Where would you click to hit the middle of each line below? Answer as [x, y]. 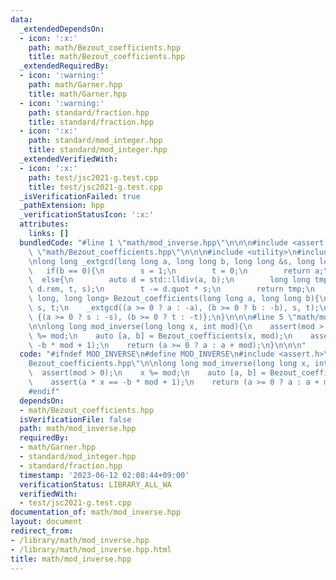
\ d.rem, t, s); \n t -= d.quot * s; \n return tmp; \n [171, 289]
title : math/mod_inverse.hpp [71, 559]
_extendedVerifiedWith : [68, 159]
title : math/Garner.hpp [78, 94]
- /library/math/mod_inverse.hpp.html [91, 549]
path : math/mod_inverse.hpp [78, 429]
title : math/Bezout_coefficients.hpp [107, 57]
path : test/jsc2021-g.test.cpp [93, 177]
